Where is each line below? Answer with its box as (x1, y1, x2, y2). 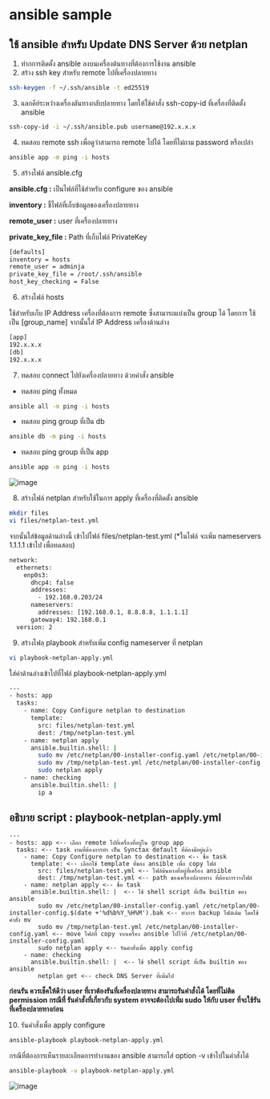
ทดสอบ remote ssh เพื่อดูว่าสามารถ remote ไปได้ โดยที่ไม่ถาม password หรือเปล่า (20, 137, 253, 147)
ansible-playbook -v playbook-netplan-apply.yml (9, 1067, 175, 1075)
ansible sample (9, 6, 112, 24)
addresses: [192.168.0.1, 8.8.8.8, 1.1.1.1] (38, 608, 189, 616)
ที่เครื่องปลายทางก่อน (9, 1004, 64, 1014)
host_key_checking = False (9, 278, 99, 286)
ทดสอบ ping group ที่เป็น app (20, 447, 109, 457)
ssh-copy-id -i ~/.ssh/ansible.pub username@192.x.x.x (9, 123, 196, 131)
